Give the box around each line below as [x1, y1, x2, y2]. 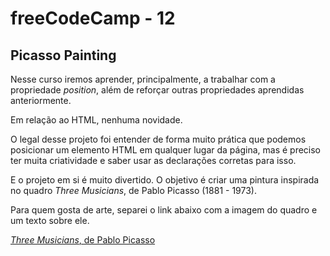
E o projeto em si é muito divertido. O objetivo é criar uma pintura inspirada [10, 174, 320, 186]
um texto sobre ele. [10, 215, 90, 226]
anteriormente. [10, 95, 72, 106]
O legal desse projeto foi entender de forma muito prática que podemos [10, 133, 307, 145]
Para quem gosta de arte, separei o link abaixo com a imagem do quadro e [10, 204, 318, 216]
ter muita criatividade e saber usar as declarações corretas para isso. [10, 155, 297, 166]
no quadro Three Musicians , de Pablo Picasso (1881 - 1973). [10, 185, 257, 196]
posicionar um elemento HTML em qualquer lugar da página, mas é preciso [10, 144, 322, 156]
